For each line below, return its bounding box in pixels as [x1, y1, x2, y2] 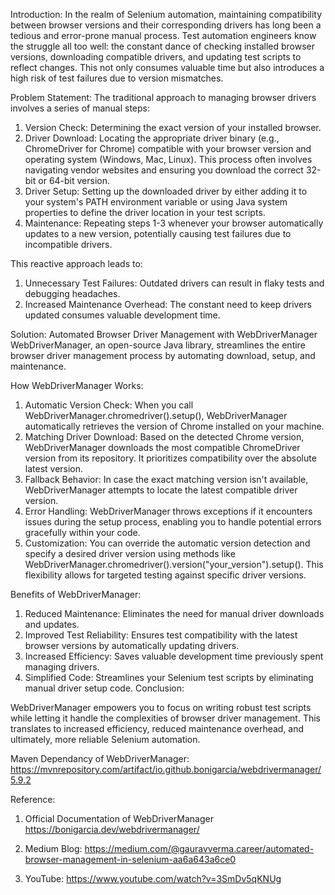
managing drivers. [24, 661, 100, 673]
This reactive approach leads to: [10, 258, 143, 269]
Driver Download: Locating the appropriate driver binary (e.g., [24, 132, 280, 144]
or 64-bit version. [38, 175, 111, 186]
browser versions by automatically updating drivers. [24, 640, 240, 651]
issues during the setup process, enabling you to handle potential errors [24, 516, 322, 528]
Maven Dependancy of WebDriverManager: [10, 753, 190, 764]
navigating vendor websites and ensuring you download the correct [24, 164, 304, 176]
